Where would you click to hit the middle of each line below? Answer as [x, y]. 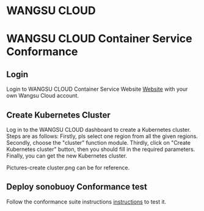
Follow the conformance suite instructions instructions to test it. [86, 201]
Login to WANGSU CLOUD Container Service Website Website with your [97, 89]
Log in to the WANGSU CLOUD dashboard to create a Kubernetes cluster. [99, 130]
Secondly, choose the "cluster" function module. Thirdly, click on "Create [99, 143]
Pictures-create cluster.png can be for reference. [68, 167]
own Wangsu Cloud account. [43, 96]
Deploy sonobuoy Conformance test [77, 187]
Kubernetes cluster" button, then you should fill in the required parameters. [101, 149]
